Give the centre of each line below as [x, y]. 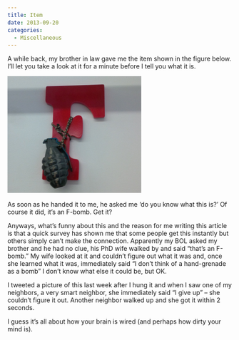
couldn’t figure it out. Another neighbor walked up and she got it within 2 [114, 300]
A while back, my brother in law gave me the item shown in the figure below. [119, 59]
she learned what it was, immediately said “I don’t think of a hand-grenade [117, 264]
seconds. [21, 308]
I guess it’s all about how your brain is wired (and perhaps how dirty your [114, 321]
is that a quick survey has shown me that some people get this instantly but [118, 233]
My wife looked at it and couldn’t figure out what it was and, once [126, 256]
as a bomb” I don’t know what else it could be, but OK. [87, 272]
